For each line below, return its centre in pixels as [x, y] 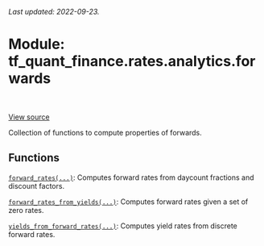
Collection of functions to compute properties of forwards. [105, 132]
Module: [37, 44]
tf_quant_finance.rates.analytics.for [132, 62]
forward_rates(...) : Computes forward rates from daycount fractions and [132, 177]
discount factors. [37, 186]
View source [29, 117]
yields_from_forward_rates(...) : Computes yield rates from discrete [123, 226]
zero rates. [26, 210]
